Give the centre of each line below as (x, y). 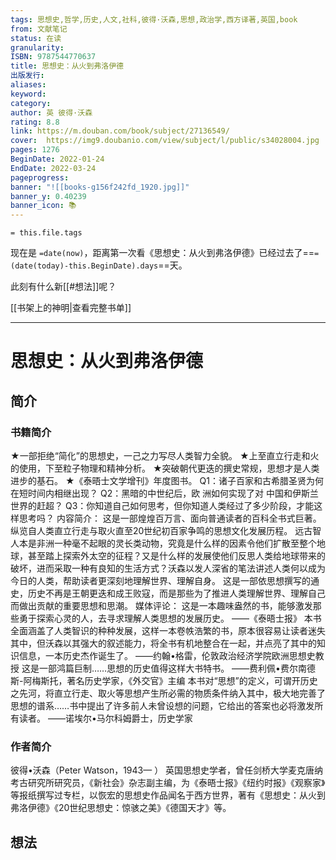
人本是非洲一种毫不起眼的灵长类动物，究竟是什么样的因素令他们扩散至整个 (163, 543)
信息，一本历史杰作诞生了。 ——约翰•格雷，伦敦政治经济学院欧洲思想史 (167, 655)
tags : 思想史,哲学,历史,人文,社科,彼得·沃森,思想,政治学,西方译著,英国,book (154, 19)
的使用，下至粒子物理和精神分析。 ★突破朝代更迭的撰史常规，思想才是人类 (165, 468)
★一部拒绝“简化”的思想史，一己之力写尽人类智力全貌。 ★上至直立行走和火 (165, 455)
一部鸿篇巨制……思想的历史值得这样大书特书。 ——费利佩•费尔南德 (177, 668)
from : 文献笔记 (39, 29)
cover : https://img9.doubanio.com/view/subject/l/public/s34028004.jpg (165, 141)
